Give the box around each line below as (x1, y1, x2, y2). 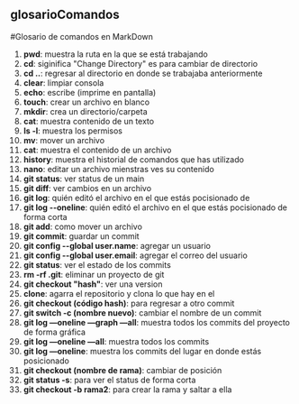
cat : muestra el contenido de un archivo (23, 144, 172, 155)
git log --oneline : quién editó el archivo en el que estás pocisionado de (23, 202, 287, 213)
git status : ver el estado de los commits (23, 259, 172, 270)
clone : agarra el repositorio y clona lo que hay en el (23, 288, 215, 298)
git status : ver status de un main (23, 173, 145, 184)
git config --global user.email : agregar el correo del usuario (23, 250, 249, 261)
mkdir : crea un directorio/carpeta (23, 106, 148, 116)
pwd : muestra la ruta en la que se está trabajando (23, 49, 208, 60)
